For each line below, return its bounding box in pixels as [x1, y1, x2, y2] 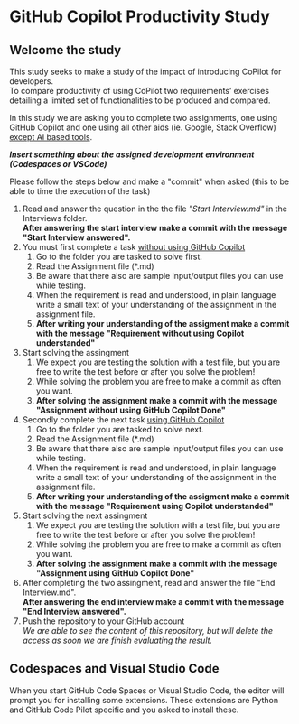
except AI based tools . [9, 132, 93, 142]
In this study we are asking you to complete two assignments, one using [9, 113, 278, 123]
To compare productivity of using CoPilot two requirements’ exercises [9, 86, 269, 96]
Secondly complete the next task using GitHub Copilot [22, 414, 225, 425]
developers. [9, 76, 54, 87]
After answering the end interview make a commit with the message [22, 597, 285, 607]
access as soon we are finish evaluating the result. [22, 635, 213, 645]
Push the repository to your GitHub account [22, 616, 185, 627]
